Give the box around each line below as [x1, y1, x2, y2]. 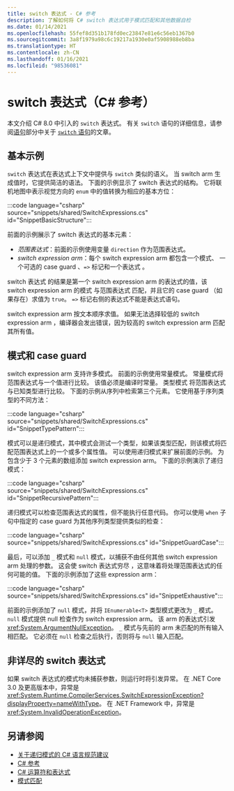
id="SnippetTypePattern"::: [7, 424, 85, 433]
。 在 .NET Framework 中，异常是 [98, 700, 195, 707]
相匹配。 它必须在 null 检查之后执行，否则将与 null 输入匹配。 [7, 633, 187, 641]
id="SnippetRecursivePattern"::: [7, 494, 99, 503]
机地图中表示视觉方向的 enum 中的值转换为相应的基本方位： [7, 187, 176, 195]
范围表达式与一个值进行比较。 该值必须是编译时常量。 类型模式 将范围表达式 [7, 378, 226, 387]
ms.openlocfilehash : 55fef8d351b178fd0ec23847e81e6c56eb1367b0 [7, 29, 195, 37]
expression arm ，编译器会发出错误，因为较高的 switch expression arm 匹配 [7, 318, 226, 327]
